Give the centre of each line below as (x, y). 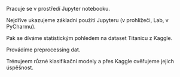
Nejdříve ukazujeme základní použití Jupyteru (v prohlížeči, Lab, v (87, 20)
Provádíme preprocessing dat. (43, 50)
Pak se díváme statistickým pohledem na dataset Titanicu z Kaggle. (89, 38)
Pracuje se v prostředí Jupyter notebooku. (58, 9)
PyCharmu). (21, 27)
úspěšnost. (20, 67)
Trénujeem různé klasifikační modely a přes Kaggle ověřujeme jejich (90, 61)
